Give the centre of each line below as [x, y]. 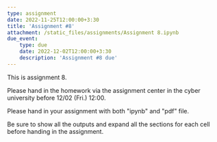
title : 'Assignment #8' [41, 26]
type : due [34, 45]
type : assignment [32, 13]
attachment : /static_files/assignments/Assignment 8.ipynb [93, 32]
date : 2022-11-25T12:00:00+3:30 [53, 20]
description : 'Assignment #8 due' [68, 58]
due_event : [23, 39]
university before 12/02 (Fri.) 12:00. [56, 98]
